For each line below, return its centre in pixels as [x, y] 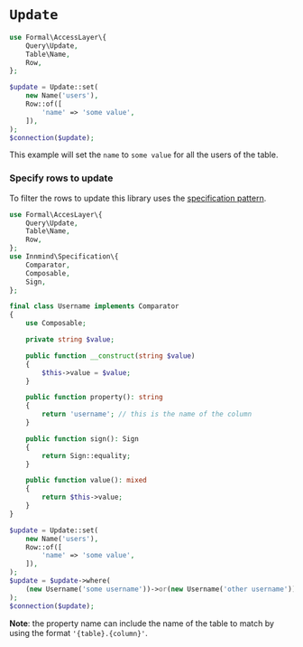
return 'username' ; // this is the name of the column [147, 414]
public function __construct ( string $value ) [110, 356]
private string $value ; [70, 340]
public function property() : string [95, 398]
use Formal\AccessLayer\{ [58, 37]
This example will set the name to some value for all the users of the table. [144, 155]
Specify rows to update [61, 178]
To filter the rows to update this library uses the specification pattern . [138, 198]
